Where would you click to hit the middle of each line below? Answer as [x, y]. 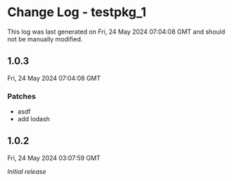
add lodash [34, 119]
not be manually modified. [45, 39]
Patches [22, 96]
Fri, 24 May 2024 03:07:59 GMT [54, 158]
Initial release [27, 171]
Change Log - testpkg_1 [77, 12]
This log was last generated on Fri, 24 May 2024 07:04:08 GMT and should [116, 32]
